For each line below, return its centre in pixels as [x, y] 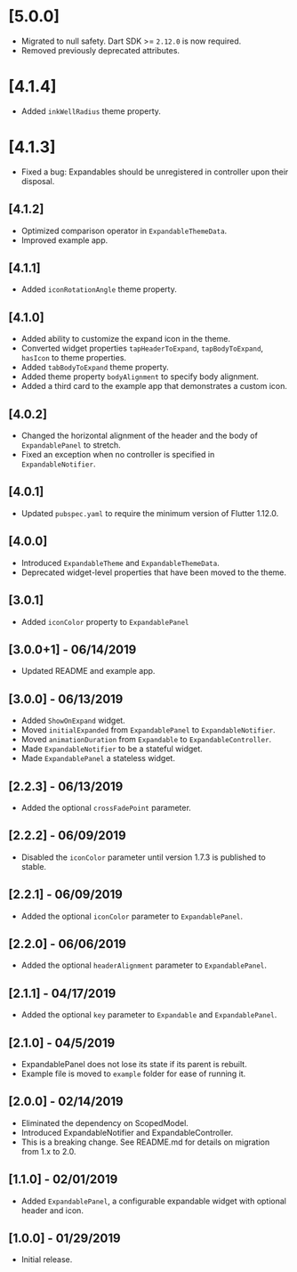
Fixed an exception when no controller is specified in [118, 455]
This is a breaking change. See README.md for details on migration [145, 1142]
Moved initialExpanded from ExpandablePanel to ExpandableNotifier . [148, 730]
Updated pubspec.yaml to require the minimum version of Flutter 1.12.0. [150, 513]
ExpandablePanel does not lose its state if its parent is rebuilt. [134, 1064]
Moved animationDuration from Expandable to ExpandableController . [146, 740]
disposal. [38, 181]
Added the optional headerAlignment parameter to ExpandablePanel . [144, 965]
